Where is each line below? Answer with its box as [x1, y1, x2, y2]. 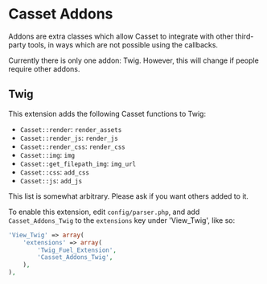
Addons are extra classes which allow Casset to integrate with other [8, 31, 234, 41]
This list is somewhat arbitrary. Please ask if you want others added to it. [8, 191, 249, 201]
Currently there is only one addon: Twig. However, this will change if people [8, 56, 259, 65]
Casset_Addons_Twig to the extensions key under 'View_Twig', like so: [8, 215, 236, 225]
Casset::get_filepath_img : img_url [19, 158, 137, 168]
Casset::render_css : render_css [19, 142, 126, 151]
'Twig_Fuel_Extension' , [37, 246, 117, 254]
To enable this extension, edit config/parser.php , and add [8, 207, 200, 216]
